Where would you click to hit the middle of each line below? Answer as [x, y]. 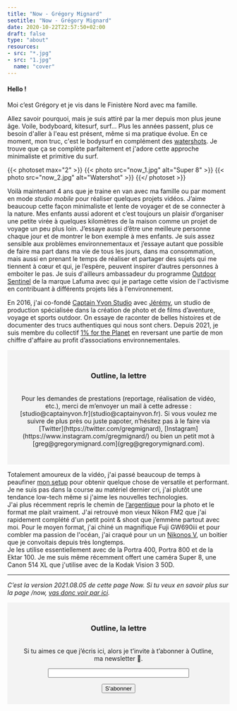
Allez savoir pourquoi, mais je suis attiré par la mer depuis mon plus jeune [114, 118]
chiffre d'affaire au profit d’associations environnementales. [94, 340]
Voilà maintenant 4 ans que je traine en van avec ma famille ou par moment [116, 191]
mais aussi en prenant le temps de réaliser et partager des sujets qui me [112, 258]
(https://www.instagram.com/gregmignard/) [86, 437]
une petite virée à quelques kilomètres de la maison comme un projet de [112, 221]
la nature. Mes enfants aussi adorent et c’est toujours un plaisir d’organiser [116, 214]
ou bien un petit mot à [183, 437]
